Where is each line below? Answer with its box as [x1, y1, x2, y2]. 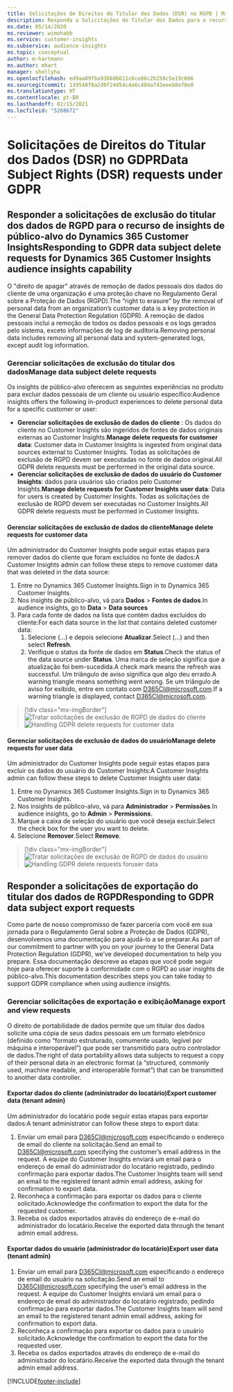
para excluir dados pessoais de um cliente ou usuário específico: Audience [7, 390, 221, 398]
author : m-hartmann [7, 56, 64, 63]
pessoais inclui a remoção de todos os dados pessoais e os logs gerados [7, 318, 216, 327]
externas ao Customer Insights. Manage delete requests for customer [17, 433, 218, 442]
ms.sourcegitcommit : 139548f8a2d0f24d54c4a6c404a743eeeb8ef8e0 [7, 81, 194, 88]
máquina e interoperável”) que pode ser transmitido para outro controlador [7, 1044, 221, 1052]
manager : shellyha [7, 68, 60, 75]
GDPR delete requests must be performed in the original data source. [17, 463, 215, 471]
